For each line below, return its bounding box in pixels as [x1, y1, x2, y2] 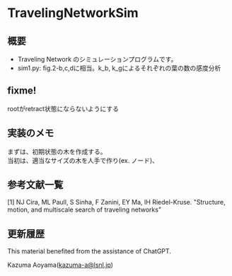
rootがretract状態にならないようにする [7, 104, 119, 113]
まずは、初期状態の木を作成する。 [7, 147, 107, 156]
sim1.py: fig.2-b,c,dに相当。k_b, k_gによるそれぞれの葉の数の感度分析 [17, 64, 221, 72]
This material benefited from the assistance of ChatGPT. [7, 247, 172, 255]
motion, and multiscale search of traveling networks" [7, 205, 161, 214]
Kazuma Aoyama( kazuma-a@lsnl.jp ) [7, 260, 113, 270]
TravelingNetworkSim [7, 5, 139, 21]
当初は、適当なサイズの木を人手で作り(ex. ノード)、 [7, 156, 159, 164]
